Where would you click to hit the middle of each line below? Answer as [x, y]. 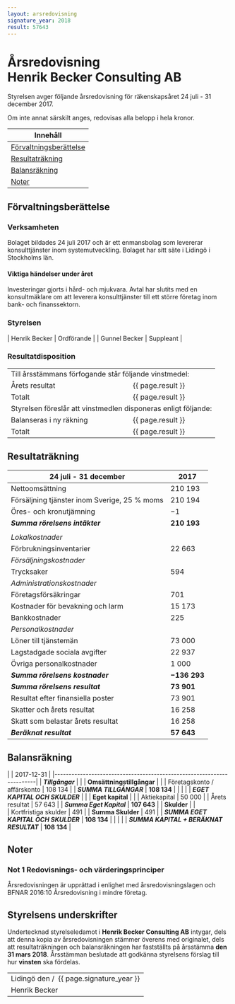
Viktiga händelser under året [50, 274]
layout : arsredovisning [42, 14]
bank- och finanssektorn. [44, 304]
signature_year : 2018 [39, 21]
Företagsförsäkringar [46, 594]
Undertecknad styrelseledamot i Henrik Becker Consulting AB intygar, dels [117, 932]
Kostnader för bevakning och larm [67, 606]
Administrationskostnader [54, 583]
